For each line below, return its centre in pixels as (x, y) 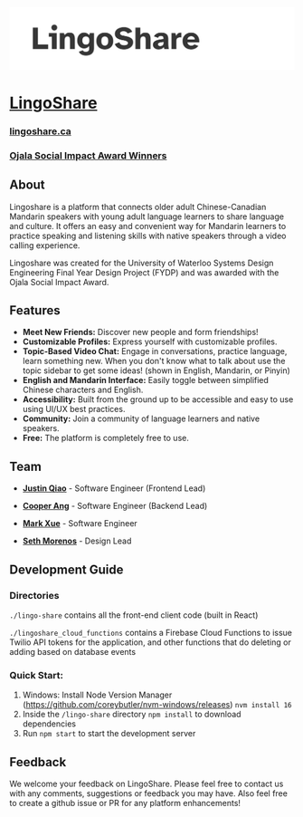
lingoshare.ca (41, 131)
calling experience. (45, 245)
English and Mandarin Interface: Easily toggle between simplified (146, 380)
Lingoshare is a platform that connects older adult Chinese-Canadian (138, 207)
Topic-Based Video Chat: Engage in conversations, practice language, (155, 351)
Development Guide (66, 569)
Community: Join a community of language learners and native (141, 418)
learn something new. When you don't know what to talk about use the (154, 361)
